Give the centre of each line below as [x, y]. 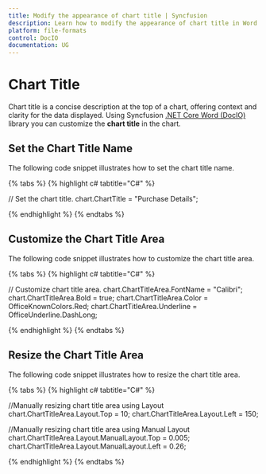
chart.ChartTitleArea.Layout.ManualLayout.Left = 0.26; [97, 446]
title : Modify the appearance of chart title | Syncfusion [108, 16]
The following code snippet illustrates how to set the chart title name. [121, 167]
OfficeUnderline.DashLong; [53, 315]
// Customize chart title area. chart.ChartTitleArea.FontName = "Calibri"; [126, 289]
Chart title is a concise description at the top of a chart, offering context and [133, 107]
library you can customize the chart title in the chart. [94, 123]
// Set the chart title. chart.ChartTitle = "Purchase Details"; [103, 198]
